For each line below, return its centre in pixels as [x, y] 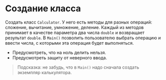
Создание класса [43, 9]
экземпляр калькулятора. [44, 72]
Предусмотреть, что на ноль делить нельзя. [59, 53]
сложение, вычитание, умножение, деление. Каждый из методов [74, 27]
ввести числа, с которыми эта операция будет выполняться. [70, 43]
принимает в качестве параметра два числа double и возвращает [75, 32]
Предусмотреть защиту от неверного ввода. [60, 57]
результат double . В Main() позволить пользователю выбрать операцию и [83, 38]
